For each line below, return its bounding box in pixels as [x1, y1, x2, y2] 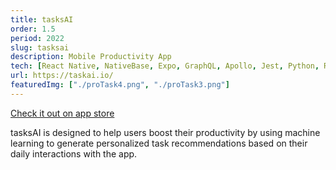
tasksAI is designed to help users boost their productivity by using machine [10, 126, 321, 138]
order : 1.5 [10, 24, 56, 34]
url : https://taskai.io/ [10, 71, 114, 81]
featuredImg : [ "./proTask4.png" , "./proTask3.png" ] [10, 80, 230, 90]
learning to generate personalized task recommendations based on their [10, 137, 308, 149]
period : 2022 [10, 33, 65, 43]
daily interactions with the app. [10, 147, 138, 160]
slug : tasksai [10, 42, 70, 53]
